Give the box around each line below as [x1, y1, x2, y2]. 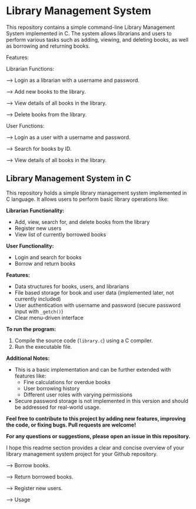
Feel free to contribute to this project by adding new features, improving [6, 415, 186, 422]
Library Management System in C [6, 174, 131, 184]
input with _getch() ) [14, 308, 64, 315]
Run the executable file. [14, 343, 72, 350]
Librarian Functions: [6, 65, 55, 72]
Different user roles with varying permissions [23, 391, 132, 398]
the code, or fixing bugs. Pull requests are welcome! [6, 421, 137, 428]
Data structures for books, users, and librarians [14, 283, 129, 290]
